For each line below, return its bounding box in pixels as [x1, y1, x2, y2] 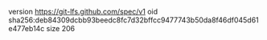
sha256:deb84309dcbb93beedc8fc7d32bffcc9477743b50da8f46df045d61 [8, 15, 259, 25]
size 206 [46, 24, 76, 33]
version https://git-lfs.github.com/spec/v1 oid [8, 7, 158, 16]
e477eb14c [8, 24, 45, 33]
